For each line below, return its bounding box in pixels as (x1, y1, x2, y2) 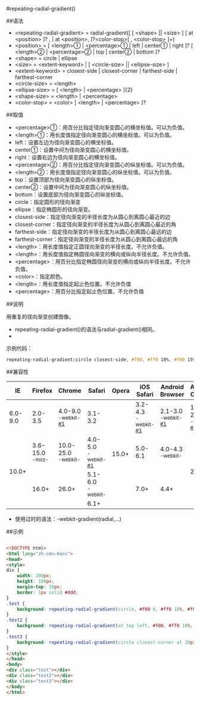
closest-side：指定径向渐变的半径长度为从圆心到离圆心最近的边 (14, 213, 171, 220)
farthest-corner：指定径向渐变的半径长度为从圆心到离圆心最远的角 (14, 235, 178, 243)
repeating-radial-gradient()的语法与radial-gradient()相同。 (14, 326, 158, 333)
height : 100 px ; (17, 578, 55, 585)
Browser (160, 390, 185, 398)
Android (160, 383, 185, 391)
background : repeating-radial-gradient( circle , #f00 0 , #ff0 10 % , (17, 606, 185, 612)
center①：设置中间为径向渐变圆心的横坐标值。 (14, 146, 132, 153)
